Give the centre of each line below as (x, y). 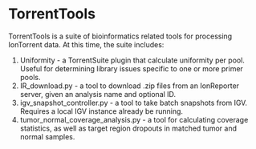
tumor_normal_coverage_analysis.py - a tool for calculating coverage (134, 119)
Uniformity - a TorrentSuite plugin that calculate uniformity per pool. (132, 60)
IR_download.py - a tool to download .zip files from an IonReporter (129, 86)
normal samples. (47, 136)
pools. (30, 77)
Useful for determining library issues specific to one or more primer (131, 68)
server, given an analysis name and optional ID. (98, 94)
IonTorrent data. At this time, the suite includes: (86, 44)
